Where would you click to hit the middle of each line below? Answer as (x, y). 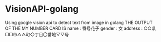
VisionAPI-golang (42, 9)
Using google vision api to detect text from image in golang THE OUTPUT (79, 22)
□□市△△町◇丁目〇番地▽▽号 (37, 34)
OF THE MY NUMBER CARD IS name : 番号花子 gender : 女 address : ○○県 (80, 28)
